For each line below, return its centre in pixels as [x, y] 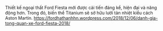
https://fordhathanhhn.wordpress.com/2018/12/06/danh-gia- [96, 18]
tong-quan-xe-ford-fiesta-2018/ [38, 23]
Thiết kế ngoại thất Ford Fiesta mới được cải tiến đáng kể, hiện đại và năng [81, 8]
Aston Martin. [19, 18]
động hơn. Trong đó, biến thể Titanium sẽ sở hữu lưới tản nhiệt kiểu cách [79, 13]
